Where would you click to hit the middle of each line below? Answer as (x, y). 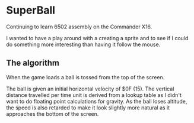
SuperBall (31, 10)
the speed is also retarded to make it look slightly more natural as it (88, 108)
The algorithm (33, 63)
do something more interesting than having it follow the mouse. (83, 44)
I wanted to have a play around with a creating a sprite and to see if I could (97, 38)
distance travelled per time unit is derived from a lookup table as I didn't (94, 95)
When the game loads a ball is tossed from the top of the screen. (85, 77)
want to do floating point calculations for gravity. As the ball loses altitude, (97, 101)
